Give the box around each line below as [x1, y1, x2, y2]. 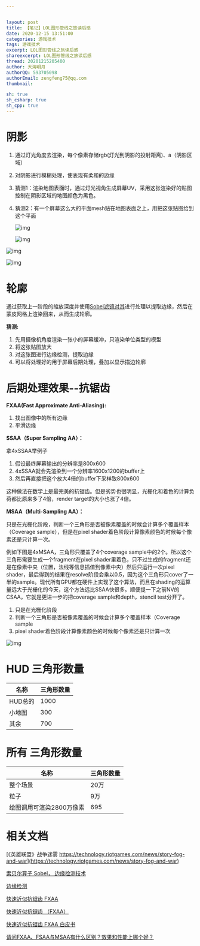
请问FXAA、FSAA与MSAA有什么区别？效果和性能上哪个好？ [6, 933, 154, 941]
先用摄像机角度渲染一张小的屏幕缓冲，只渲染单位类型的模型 [14, 335, 162, 343]
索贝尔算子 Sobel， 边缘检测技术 [6, 869, 87, 876]
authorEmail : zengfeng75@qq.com [6, 75, 87, 81]
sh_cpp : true [6, 103, 39, 109]
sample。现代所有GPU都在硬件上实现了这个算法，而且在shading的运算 [16, 578, 191, 585]
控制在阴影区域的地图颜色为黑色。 [14, 191, 99, 199]
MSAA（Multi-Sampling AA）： [6, 507, 84, 515]
